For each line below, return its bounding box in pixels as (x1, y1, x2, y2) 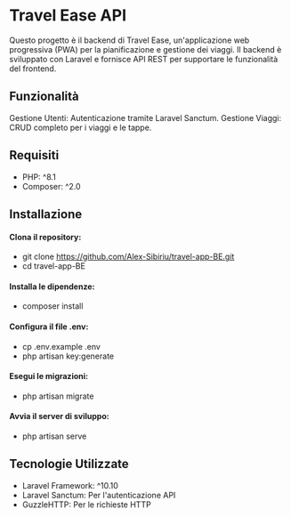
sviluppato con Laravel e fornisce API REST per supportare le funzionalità (9, 53, 279, 64)
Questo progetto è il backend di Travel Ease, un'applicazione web (9, 35, 250, 45)
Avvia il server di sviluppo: (9, 411, 109, 422)
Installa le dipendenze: (9, 281, 95, 292)
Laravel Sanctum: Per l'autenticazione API (21, 489, 176, 500)
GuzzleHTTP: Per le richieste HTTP (21, 499, 151, 510)
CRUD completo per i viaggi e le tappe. (9, 122, 152, 133)
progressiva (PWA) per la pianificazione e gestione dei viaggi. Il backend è (9, 44, 282, 54)
